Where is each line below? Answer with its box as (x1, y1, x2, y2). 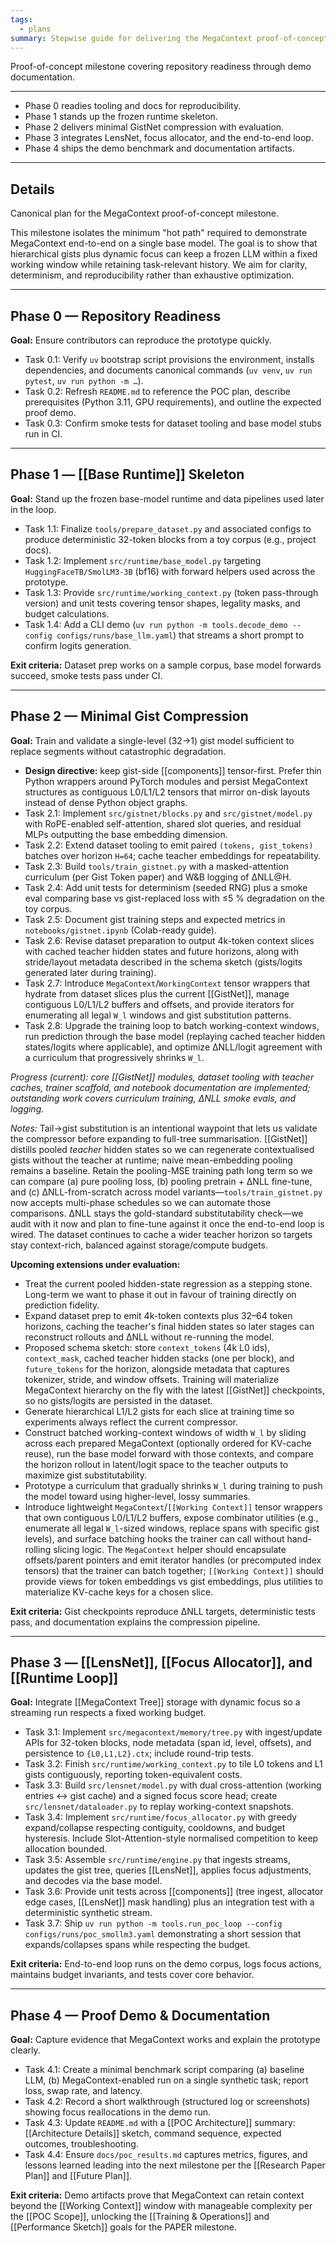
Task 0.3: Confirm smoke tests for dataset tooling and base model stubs (24, 417, 322, 429)
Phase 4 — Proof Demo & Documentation (10, 2007, 271, 2024)
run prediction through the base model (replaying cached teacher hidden (24, 1030, 326, 1042)
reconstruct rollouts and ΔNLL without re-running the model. (24, 1331, 275, 1343)
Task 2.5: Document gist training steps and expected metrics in (24, 913, 286, 925)
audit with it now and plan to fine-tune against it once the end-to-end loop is (10, 1217, 325, 1230)
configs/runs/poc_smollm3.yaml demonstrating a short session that (24, 1928, 302, 1940)
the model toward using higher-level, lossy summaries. (24, 1490, 251, 1502)
